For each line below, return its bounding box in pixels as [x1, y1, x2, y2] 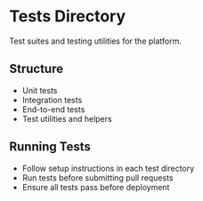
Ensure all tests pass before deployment [21, 181, 170, 192]
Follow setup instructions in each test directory [21, 163, 195, 173]
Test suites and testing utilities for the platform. [9, 36, 183, 46]
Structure [9, 61, 64, 76]
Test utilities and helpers [21, 113, 113, 124]
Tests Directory [9, 6, 126, 27]
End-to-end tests [21, 104, 85, 115]
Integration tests [21, 94, 83, 105]
